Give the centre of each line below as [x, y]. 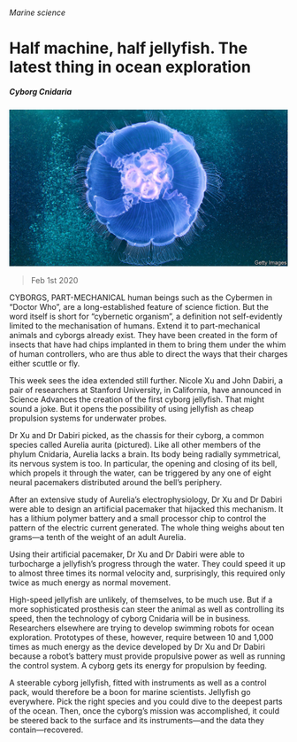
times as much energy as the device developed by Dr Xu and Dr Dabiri [137, 647]
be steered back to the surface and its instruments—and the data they [137, 721]
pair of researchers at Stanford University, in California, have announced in [145, 390]
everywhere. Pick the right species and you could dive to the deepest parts [146, 702]
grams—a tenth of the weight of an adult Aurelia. [98, 537]
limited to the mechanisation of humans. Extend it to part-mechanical [135, 326]
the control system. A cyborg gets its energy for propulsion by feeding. [138, 666]
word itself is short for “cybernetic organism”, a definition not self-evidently [146, 317]
